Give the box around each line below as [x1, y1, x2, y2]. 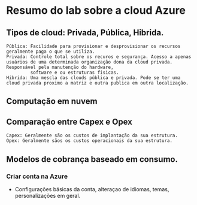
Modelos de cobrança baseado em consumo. [6, 154, 178, 164]
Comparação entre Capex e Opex [6, 116, 133, 126]
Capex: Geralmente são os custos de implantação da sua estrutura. [6, 132, 178, 138]
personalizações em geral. [14, 192, 81, 199]
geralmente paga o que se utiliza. [6, 49, 95, 55]
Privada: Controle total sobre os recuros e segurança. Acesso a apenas [6, 54, 192, 60]
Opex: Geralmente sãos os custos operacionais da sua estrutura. [6, 138, 172, 144]
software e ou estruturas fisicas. [30, 70, 119, 76]
